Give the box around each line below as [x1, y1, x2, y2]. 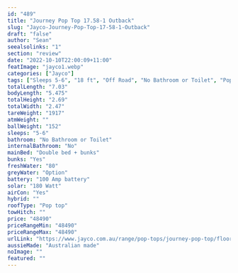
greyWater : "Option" [7, 168, 69, 176]
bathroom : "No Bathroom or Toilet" [7, 136, 113, 143]
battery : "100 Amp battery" [7, 176, 91, 183]
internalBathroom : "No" [7, 143, 78, 150]
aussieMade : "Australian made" [7, 242, 100, 249]
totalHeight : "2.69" [7, 97, 69, 104]
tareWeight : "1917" [7, 109, 65, 117]
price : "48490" [7, 215, 52, 223]
